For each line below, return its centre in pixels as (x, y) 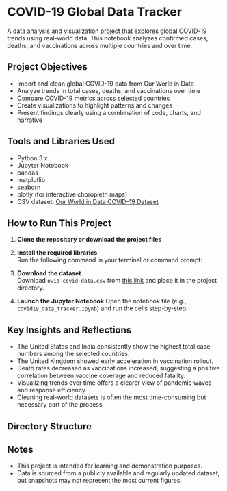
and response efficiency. (52, 390)
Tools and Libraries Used (61, 141)
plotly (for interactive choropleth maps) (72, 194)
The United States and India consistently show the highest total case (113, 347)
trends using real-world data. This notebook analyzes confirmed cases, (108, 38)
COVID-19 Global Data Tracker (95, 12)
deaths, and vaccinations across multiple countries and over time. (100, 45)
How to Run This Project (59, 223)
